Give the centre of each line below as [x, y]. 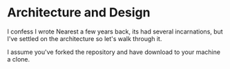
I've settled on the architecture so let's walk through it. [85, 38]
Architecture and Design [79, 13]
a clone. [19, 59]
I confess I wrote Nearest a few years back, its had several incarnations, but [115, 31]
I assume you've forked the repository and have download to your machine [114, 52]
